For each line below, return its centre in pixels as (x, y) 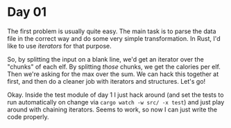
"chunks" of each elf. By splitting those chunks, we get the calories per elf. (114, 66)
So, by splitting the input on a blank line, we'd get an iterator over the (106, 59)
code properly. (28, 117)
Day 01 (27, 12)
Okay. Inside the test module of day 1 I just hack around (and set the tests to (115, 95)
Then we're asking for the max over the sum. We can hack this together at (113, 74)
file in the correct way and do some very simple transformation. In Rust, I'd (114, 38)
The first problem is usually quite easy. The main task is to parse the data (112, 31)
